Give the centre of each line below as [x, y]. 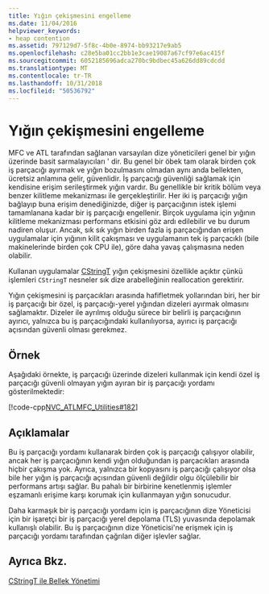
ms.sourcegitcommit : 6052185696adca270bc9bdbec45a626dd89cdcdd [117, 61]
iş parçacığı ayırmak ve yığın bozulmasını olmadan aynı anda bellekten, [126, 170]
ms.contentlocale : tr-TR [50, 76]
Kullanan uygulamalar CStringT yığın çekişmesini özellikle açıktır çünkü [126, 272]
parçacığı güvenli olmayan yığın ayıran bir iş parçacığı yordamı [112, 383]
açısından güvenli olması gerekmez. [68, 330]
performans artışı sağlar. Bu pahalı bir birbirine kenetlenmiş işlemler [120, 486]
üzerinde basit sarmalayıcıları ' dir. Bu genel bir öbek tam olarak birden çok [132, 161]
